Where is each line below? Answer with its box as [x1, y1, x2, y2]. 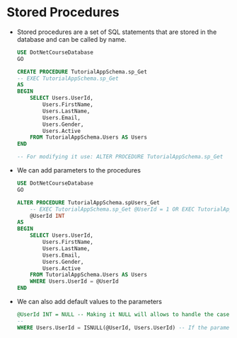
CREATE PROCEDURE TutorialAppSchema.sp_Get [16, 68, 148, 75]
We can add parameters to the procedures [16, 166, 141, 175]
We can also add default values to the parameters [16, 298, 162, 306]
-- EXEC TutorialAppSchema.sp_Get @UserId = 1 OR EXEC [30, 206, 195, 213]
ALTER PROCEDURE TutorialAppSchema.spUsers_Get [16, 199, 160, 206]
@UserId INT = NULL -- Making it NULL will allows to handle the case [16, 311, 230, 318]
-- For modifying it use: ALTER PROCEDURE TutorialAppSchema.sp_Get [16, 153, 224, 161]
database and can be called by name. [16, 35, 127, 43]
